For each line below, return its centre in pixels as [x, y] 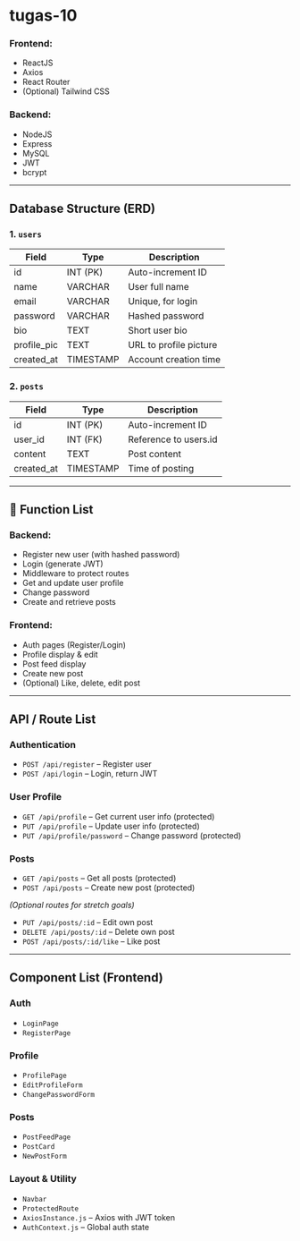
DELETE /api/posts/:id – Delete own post [99, 932]
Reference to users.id [173, 439]
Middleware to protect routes [75, 574]
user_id [29, 439]
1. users [25, 234]
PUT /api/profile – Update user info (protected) [111, 826]
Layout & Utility [43, 1179]
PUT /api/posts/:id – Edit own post [87, 922]
